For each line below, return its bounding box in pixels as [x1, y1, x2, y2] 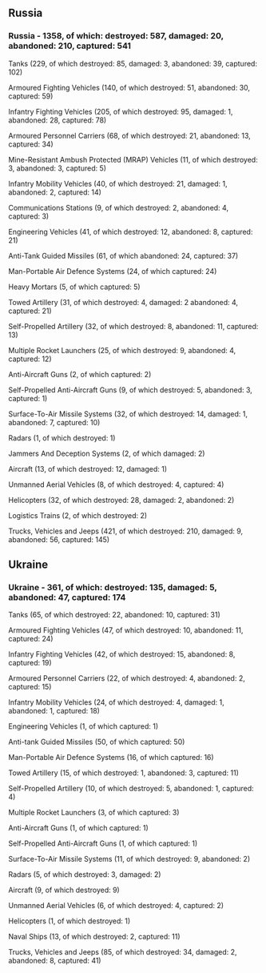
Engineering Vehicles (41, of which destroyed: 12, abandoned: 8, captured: [8, 227, 253, 236]
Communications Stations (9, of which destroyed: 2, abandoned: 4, [8, 203, 229, 212]
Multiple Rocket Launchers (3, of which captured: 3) [8, 808, 180, 818]
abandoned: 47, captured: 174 [8, 592, 126, 603]
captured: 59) [8, 91, 54, 101]
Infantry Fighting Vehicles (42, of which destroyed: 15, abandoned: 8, [8, 649, 236, 659]
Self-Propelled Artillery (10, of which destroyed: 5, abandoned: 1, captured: [8, 784, 254, 794]
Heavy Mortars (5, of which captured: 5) [8, 282, 141, 291]
